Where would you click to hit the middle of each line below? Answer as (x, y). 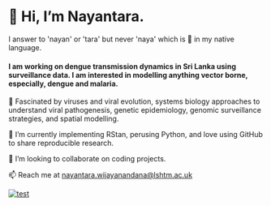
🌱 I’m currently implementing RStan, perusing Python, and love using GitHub (136, 135)
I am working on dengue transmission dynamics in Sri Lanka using (123, 66)
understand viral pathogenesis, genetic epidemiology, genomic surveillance (135, 110)
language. (25, 47)
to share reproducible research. (61, 143)
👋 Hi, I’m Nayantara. (76, 17)
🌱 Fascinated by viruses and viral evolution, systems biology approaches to (134, 101)
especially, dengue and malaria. (63, 84)
